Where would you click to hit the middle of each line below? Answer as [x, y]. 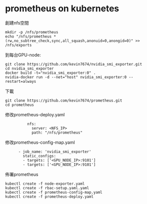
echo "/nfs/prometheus [28, 36]
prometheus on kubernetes [62, 9]
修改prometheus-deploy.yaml [35, 114]
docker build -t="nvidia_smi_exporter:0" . [51, 73]
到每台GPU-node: [23, 55]
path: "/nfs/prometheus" [57, 133]
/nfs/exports [18, 45]
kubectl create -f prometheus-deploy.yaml [49, 197]
